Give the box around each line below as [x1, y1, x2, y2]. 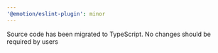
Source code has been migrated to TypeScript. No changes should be [6, 30, 211, 38]
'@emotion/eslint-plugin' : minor [6, 10, 106, 18]
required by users [6, 37, 58, 46]
